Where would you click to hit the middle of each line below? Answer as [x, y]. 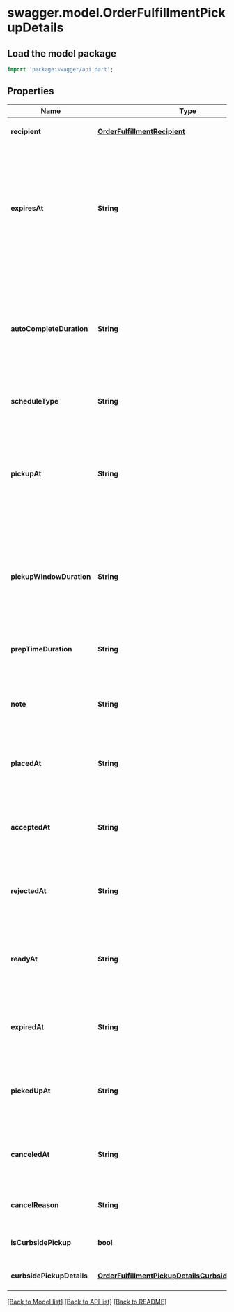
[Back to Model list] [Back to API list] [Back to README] [87, 1302]
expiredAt [28, 1026]
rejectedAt [29, 890]
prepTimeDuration [41, 649]
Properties [31, 91]
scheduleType [35, 401]
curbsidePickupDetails [49, 1276]
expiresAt [27, 208]
